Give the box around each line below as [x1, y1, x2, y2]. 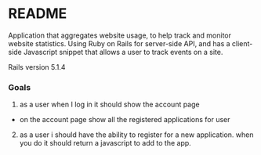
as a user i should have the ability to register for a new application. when [19, 130, 254, 139]
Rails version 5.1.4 [8, 62, 66, 71]
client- [231, 38, 253, 48]
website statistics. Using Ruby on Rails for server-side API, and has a [8, 38, 230, 48]
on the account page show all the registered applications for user [19, 115, 230, 124]
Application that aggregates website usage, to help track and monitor [8, 31, 232, 40]
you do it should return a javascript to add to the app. [19, 139, 192, 148]
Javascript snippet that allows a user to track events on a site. [23, 47, 223, 56]
